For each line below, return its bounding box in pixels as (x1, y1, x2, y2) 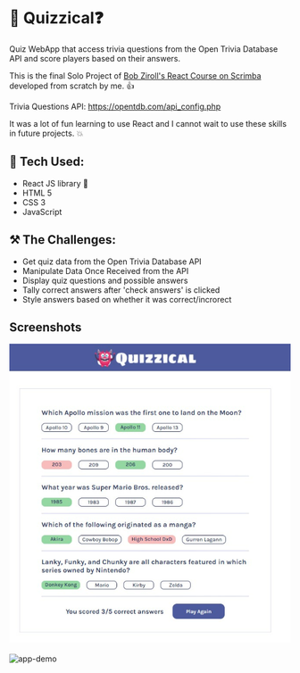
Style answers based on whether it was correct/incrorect (21, 294, 232, 304)
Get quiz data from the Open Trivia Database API (21, 256, 203, 267)
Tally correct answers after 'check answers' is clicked (21, 284, 221, 295)
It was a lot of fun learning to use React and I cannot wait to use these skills (9, 118, 287, 129)
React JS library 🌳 (21, 178, 89, 188)
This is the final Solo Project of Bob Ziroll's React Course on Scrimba (9, 70, 262, 81)
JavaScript (21, 206, 62, 217)
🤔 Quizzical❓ (9, 8, 104, 29)
